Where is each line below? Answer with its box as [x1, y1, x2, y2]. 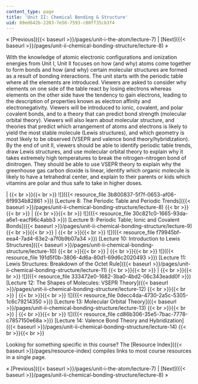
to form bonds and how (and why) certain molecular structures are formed [6, 66, 187, 73]
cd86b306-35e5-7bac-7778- [116, 311, 188, 318]
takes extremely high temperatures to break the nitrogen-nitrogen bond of [6, 155, 187, 162]
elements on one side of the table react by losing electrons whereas [6, 85, 172, 92]
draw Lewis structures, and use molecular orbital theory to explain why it [6, 148, 183, 155]
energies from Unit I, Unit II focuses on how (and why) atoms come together [6, 60, 191, 67]
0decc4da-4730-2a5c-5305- [116, 292, 189, 299]
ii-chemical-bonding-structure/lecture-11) [6, 267, 108, 274]
